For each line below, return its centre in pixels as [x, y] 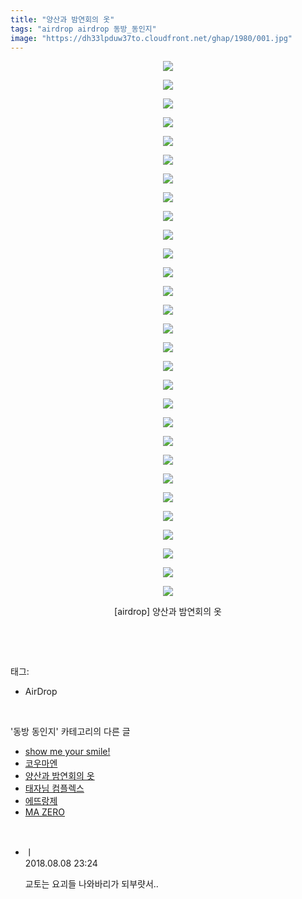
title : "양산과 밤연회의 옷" [62, 19]
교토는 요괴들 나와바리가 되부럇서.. [91, 884]
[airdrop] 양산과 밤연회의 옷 [168, 612]
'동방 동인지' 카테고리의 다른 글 [70, 732]
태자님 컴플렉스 [54, 788]
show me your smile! [67, 752]
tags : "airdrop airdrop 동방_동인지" [83, 29]
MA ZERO [44, 812]
